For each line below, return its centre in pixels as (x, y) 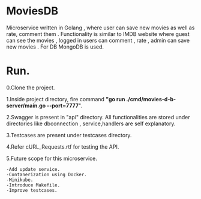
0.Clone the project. (31, 88)
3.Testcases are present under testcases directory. (69, 135)
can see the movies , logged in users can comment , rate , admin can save (98, 40)
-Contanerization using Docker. (46, 174)
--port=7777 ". (65, 105)
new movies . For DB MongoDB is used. (55, 47)
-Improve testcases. (32, 190)
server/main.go (26, 105)
